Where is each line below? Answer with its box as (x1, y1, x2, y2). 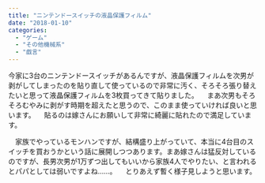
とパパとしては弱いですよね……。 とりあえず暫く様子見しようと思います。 (8, 166, 257, 176)
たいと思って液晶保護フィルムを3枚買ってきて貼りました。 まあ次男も (8, 91, 242, 99)
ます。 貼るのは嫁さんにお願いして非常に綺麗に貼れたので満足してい (14, 110, 245, 119)
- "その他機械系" (15, 41, 66, 49)
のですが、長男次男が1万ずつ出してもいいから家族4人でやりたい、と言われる (8, 157, 257, 166)
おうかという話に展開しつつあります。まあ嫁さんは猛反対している (42, 147, 257, 156)
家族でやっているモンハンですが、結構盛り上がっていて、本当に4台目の (14, 137, 248, 146)
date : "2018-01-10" (8, 19, 73, 27)
